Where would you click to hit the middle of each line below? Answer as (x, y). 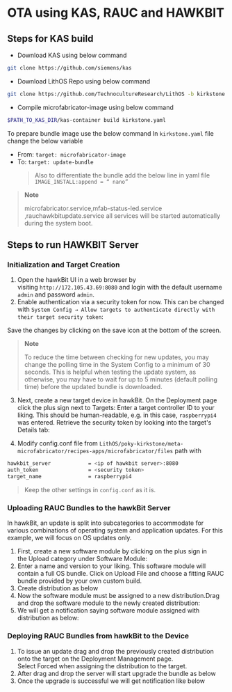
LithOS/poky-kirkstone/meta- (142, 444)
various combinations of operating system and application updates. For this (115, 530)
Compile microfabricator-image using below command (95, 107)
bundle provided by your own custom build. (80, 581)
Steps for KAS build (50, 39)
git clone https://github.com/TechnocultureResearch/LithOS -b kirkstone (116, 94)
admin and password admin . (56, 294)
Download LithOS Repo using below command (84, 81)
